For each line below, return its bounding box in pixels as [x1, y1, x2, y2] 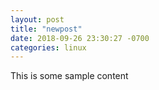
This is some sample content [10, 70, 129, 82]
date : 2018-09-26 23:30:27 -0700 [10, 33, 150, 43]
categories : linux [10, 42, 87, 53]
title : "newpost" [10, 24, 83, 34]
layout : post [10, 14, 65, 25]
